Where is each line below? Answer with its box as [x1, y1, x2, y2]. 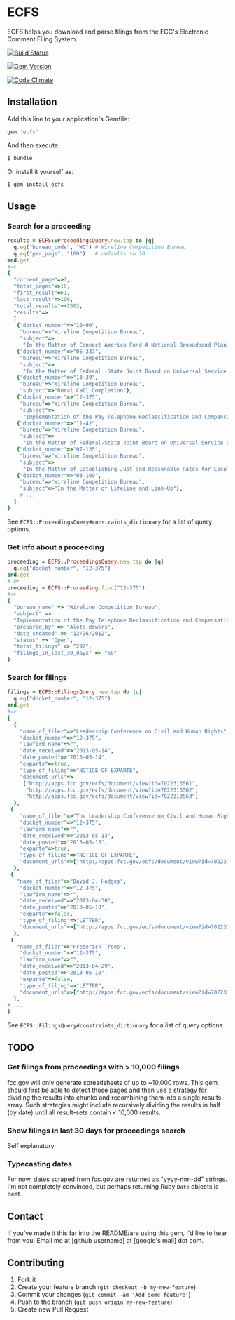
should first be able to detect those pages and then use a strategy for [7, 1086, 208, 1094]
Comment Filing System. [7, 34, 78, 43]
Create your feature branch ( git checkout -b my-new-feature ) [17, 1283, 197, 1291]
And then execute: [7, 141, 60, 149]
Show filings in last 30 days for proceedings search [7, 1126, 185, 1135]
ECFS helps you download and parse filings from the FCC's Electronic [7, 27, 208, 36]
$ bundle [7, 154, 33, 161]
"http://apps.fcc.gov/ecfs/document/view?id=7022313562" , [25, 787, 199, 794]
